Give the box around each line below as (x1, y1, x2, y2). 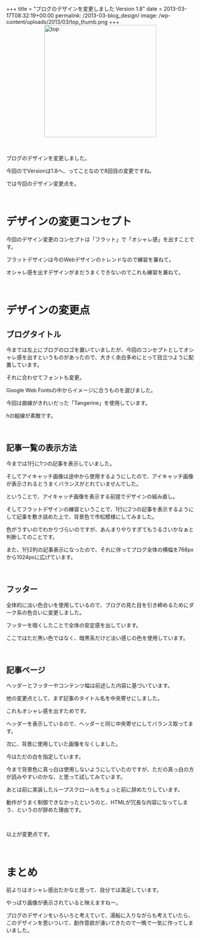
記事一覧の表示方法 (6, 443, 77, 453)
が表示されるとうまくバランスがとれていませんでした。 (6, 480, 142, 487)
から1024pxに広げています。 (6, 553, 76, 561)
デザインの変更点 (6, 304, 91, 317)
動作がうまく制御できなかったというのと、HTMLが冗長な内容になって (6, 799, 178, 806)
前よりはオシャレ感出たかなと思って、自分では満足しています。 (6, 886, 162, 893)
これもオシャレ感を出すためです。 (6, 707, 90, 714)
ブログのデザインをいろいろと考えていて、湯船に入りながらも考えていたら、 (6, 912, 194, 919)
